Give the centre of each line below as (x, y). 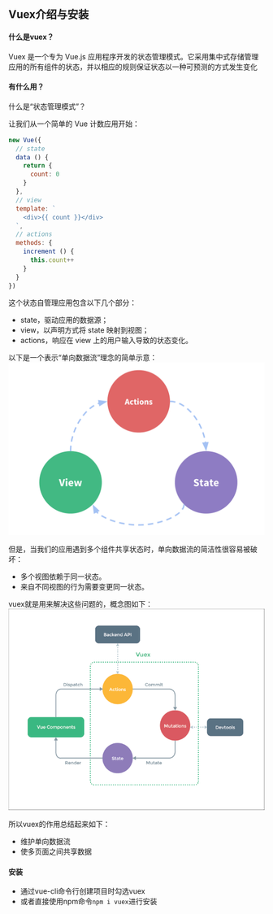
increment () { (49, 252)
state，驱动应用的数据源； (64, 320)
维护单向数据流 (45, 842)
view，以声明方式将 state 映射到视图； (84, 330)
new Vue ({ (25, 140)
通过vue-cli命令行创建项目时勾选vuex (82, 891)
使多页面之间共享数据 (56, 851)
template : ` (36, 209)
